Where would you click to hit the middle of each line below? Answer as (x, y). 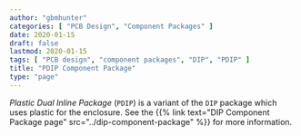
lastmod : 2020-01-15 (49, 52)
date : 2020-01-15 (42, 34)
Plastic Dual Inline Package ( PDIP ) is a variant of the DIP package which (143, 102)
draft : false (34, 43)
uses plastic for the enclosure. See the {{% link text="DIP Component (140, 112)
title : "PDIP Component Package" (73, 69)
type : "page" (34, 77)
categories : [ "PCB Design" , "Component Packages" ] (111, 26)
